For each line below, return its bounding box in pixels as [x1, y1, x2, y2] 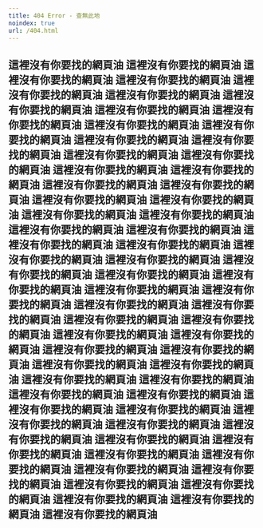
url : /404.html [8, 26, 59, 34]
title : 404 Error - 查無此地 [8, 11, 100, 20]
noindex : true [8, 19, 56, 27]
